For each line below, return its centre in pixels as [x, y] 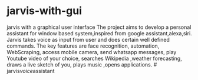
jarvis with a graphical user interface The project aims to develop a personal [99, 27]
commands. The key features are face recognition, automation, [83, 46]
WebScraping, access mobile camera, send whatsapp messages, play [92, 52]
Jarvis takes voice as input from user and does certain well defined [88, 39]
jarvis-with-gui [44, 11]
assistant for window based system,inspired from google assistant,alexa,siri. [99, 33]
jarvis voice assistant [31, 71]
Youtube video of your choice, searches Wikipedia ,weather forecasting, [94, 58]
